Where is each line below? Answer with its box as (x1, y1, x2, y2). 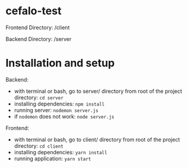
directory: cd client (14, 142, 63, 150)
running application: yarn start (14, 155, 91, 162)
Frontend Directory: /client (5, 24, 70, 31)
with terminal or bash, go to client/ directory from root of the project (14, 136, 180, 143)
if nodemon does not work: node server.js (14, 113, 114, 120)
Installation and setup (5, 57, 115, 70)
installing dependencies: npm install (14, 100, 105, 107)
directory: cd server (14, 94, 63, 101)
